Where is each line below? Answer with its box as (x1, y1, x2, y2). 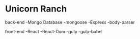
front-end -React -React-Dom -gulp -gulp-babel (5, 28, 103, 34)
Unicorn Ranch (5, 3, 67, 14)
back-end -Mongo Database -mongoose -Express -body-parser (5, 19, 135, 25)
